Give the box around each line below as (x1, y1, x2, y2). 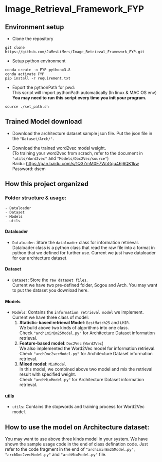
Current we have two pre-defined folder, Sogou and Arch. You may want (12, 282, 158, 288)
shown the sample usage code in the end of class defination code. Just (5, 441, 148, 447)
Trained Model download (5, 117, 82, 126)
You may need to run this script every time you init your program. (12, 95, 147, 100)
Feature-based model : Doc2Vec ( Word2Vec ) (19, 340, 104, 346)
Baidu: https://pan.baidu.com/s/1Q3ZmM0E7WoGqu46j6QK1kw (12, 160, 139, 166)
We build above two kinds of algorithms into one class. (19, 325, 129, 331)
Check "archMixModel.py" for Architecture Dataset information (19, 377, 144, 383)
